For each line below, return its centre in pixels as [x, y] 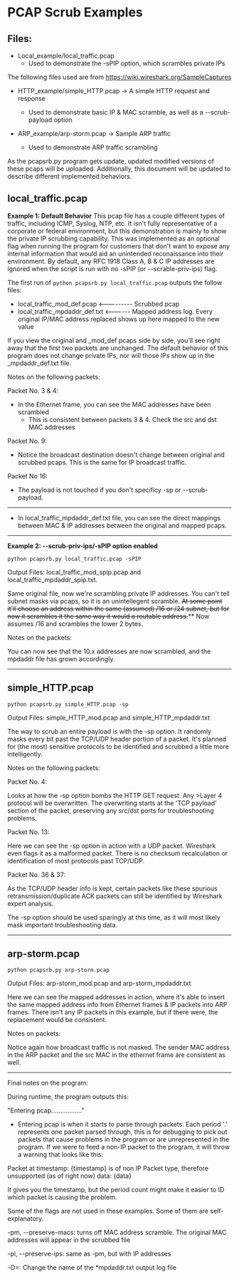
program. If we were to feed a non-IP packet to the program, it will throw [123, 1147]
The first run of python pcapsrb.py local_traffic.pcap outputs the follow [115, 283]
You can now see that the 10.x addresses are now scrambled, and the [109, 651]
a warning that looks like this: [60, 1154]
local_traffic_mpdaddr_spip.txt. [53, 579]
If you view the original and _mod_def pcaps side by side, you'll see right [114, 340]
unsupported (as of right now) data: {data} [69, 1176]
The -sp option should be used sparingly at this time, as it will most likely [114, 917]
